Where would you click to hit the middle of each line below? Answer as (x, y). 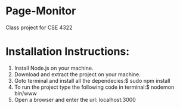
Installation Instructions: (68, 52)
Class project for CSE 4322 (39, 27)
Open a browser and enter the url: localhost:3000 (75, 99)
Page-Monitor (41, 11)
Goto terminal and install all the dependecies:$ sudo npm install (92, 80)
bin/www (25, 93)
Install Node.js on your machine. (54, 68)
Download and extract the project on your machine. (77, 74)
